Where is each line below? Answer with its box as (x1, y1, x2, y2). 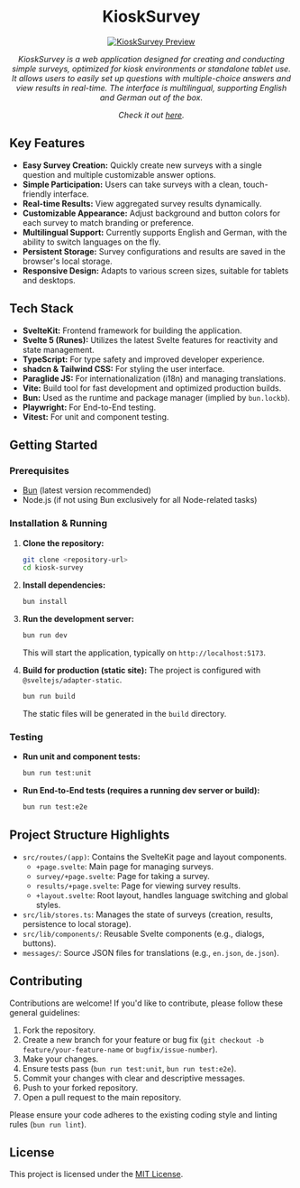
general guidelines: (9, 1007, 81, 1017)
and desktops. (22, 274, 77, 285)
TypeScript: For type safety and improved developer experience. (22, 354, 265, 365)
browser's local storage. (22, 255, 113, 266)
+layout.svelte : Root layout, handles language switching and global (35, 889, 288, 900)
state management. (22, 344, 95, 355)
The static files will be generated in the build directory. (22, 708, 227, 719)
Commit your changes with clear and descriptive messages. (22, 1072, 246, 1083)
